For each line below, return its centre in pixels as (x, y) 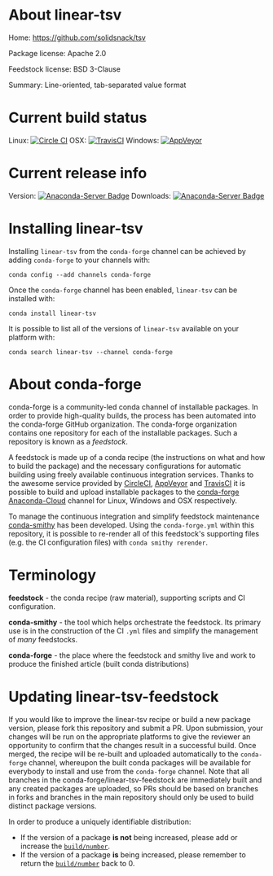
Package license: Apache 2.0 (57, 53)
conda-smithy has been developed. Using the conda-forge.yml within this (132, 525)
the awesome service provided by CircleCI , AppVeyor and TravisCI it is (127, 483)
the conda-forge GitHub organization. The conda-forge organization (123, 424)
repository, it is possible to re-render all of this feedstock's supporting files (134, 533)
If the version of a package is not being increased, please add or (129, 837)
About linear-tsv (65, 15)
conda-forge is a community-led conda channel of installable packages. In (133, 407)
